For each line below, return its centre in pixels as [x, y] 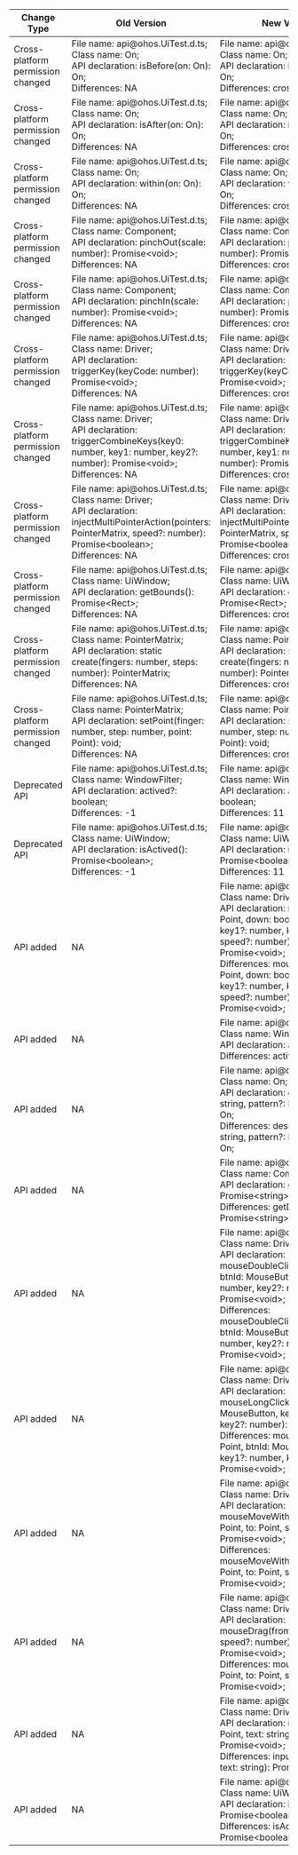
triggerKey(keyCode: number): [135, 371]
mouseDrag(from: [257, 1631]
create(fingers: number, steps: [134, 662]
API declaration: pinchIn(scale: [135, 301]
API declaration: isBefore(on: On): [141, 66]
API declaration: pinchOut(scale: [139, 242]
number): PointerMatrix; [121, 673]
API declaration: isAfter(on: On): [137, 125]
